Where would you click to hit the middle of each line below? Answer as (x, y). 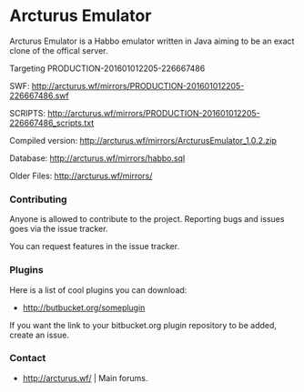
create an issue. (40, 335)
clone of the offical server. (59, 50)
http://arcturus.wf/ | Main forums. (85, 377)
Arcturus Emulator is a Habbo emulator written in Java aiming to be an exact (152, 41)
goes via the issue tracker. (59, 229)
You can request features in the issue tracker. (95, 246)
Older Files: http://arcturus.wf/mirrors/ (81, 176)
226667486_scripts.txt (52, 123)
